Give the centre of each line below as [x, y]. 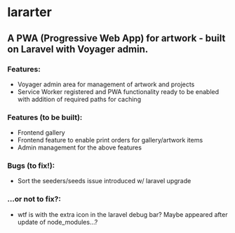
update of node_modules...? [58, 222]
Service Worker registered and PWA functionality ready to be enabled [118, 91]
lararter [30, 12]
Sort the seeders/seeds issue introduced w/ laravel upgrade [104, 181]
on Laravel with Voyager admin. [78, 49]
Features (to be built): [45, 117]
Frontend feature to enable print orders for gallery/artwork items [110, 140]
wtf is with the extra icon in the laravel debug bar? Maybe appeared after [122, 214]
